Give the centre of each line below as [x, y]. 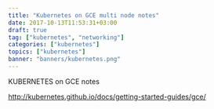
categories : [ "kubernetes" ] [54, 45]
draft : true [27, 30]
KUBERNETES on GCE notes [54, 81]
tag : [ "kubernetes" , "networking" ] [66, 37]
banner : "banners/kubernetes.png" [65, 60]
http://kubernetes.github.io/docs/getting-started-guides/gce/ [107, 96]
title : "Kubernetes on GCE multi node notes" [83, 15]
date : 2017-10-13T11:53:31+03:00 [63, 23]
